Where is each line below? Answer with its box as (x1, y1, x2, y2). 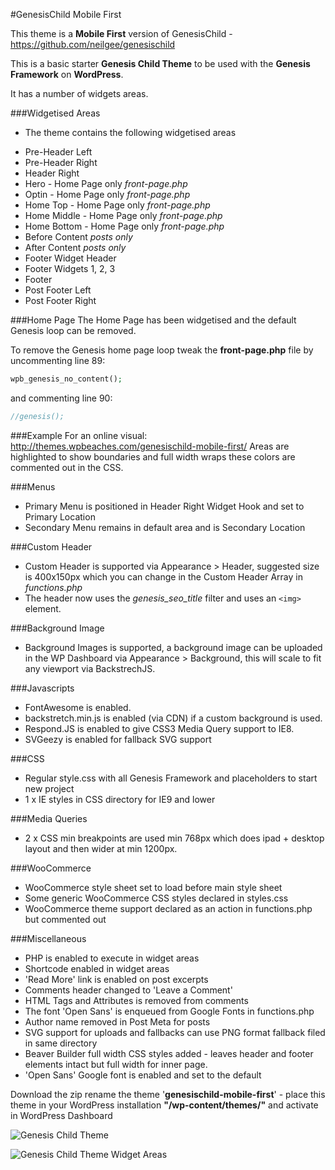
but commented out (24, 913, 107, 925)
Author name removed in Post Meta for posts (24, 1015, 211, 1028)
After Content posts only (24, 242, 127, 253)
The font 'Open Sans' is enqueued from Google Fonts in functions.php (24, 1005, 315, 1017)
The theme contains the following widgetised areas (24, 127, 237, 138)
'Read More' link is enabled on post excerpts (24, 973, 209, 985)
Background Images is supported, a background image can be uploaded (24, 641, 323, 653)
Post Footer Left (24, 284, 92, 296)
